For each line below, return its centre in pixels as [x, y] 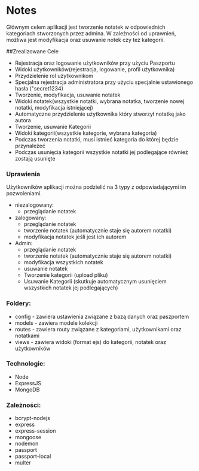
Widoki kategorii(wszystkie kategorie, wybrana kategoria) [86, 133]
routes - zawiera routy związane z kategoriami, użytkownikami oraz [98, 329]
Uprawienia [23, 174]
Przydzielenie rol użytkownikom [54, 76]
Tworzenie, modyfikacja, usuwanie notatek [68, 95]
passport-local [33, 457]
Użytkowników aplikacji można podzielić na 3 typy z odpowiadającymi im [96, 187]
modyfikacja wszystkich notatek [63, 262]
